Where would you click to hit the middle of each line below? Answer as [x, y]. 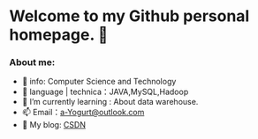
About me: [32, 62]
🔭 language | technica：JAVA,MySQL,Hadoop [105, 92]
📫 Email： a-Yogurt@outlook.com [83, 113]
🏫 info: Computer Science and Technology [99, 82]
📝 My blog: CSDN [54, 125]
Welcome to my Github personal [129, 16]
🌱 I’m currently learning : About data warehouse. [110, 102]
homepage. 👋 [59, 35]
